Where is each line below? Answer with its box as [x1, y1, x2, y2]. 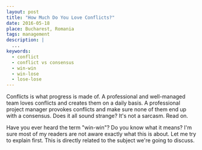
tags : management [6, 31, 50, 37]
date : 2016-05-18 [6, 20, 50, 26]
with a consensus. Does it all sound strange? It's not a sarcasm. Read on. [6, 112, 189, 120]
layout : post [6, 8, 39, 15]
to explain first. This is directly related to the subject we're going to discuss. [6, 137, 195, 144]
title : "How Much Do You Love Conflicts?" [6, 15, 115, 21]
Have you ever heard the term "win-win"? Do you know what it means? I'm [6, 124, 192, 131]
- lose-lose [11, 76, 42, 82]
